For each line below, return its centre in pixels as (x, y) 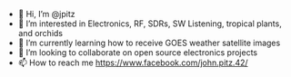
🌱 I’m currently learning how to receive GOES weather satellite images (149, 43)
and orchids (40, 33)
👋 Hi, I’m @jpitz (46, 14)
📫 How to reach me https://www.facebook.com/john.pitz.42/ (133, 63)
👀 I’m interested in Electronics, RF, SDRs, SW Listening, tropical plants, (150, 24)
